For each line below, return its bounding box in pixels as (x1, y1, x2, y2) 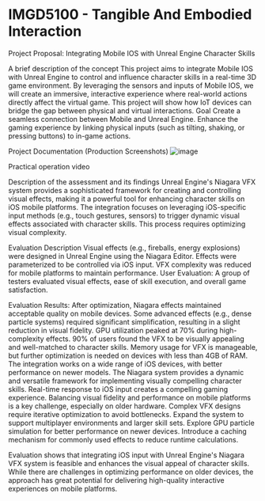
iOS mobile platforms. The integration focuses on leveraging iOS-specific (8, 202, 247, 211)
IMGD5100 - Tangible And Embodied (8, 6, 252, 24)
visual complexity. (8, 227, 67, 237)
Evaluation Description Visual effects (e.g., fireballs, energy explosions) (8, 243, 241, 252)
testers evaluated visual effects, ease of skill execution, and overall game (8, 276, 247, 286)
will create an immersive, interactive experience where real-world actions (8, 89, 248, 98)
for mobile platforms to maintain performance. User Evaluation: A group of (8, 268, 251, 278)
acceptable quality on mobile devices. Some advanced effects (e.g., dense (8, 309, 252, 318)
